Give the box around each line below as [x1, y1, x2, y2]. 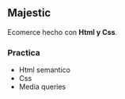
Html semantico [18, 65, 70, 74]
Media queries [18, 82, 66, 92]
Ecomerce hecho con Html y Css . [7, 27, 118, 36]
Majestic [7, 6, 51, 20]
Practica [7, 47, 40, 58]
